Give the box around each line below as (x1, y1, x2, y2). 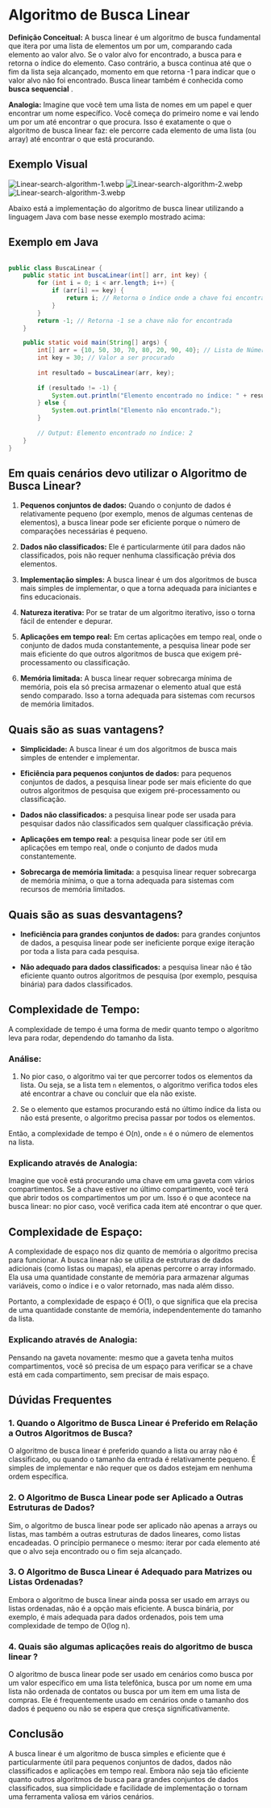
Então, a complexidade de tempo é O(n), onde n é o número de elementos (8, 1129, 254, 1139)
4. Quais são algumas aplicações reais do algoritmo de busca (8, 1640, 253, 1652)
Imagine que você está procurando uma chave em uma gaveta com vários (8, 1176, 255, 1186)
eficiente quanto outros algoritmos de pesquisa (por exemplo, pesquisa (19, 971, 258, 980)
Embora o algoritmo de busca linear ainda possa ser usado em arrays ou (8, 1594, 250, 1604)
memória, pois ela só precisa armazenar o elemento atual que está (19, 682, 242, 692)
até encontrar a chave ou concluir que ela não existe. (19, 1089, 197, 1098)
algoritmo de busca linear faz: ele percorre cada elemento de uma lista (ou (8, 125, 256, 135)
